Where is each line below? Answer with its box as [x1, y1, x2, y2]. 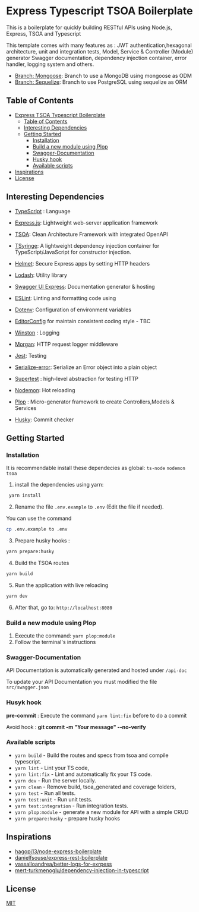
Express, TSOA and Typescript [6, 30, 81, 37]
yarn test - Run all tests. [14, 789, 76, 797]
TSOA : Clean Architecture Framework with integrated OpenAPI [14, 231, 168, 238]
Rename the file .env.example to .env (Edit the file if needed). [14, 503, 165, 510]
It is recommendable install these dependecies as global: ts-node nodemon [6, 465, 186, 472]
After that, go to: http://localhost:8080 [14, 604, 113, 611]
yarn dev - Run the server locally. [14, 777, 96, 784]
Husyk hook [6, 698, 42, 706]
